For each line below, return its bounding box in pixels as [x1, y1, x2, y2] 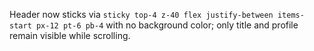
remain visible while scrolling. [9, 30, 131, 41]
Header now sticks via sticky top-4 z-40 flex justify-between [9, 9, 274, 20]
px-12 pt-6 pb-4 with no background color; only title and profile [35, 19, 299, 31]
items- [277, 10, 305, 20]
